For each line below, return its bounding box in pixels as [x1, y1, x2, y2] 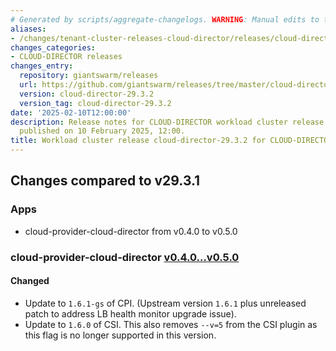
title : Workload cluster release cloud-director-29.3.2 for [10, 136, 267, 146]
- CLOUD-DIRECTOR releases [10, 52, 123, 62]
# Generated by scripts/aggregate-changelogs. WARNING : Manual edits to [10, 14, 320, 25]
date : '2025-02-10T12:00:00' [10, 107, 132, 118]
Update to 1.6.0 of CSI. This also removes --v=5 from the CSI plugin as [24, 318, 318, 330]
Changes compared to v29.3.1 [10, 172, 201, 190]
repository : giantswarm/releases [19, 71, 159, 81]
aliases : [10, 24, 47, 34]
